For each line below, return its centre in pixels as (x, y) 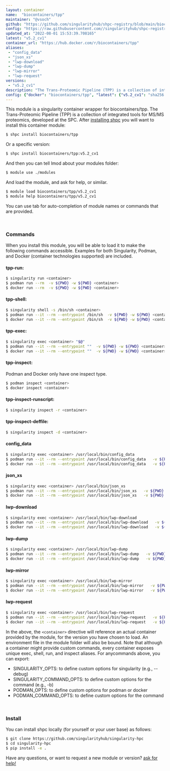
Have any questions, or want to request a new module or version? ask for (82, 758)
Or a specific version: (28, 144)
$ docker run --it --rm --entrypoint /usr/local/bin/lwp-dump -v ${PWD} (86, 559)
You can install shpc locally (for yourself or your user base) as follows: (79, 729)
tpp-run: (15, 268)
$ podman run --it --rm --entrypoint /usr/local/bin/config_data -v (81, 459)
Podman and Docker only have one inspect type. (56, 374)
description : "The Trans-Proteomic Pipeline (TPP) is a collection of (81, 90)
